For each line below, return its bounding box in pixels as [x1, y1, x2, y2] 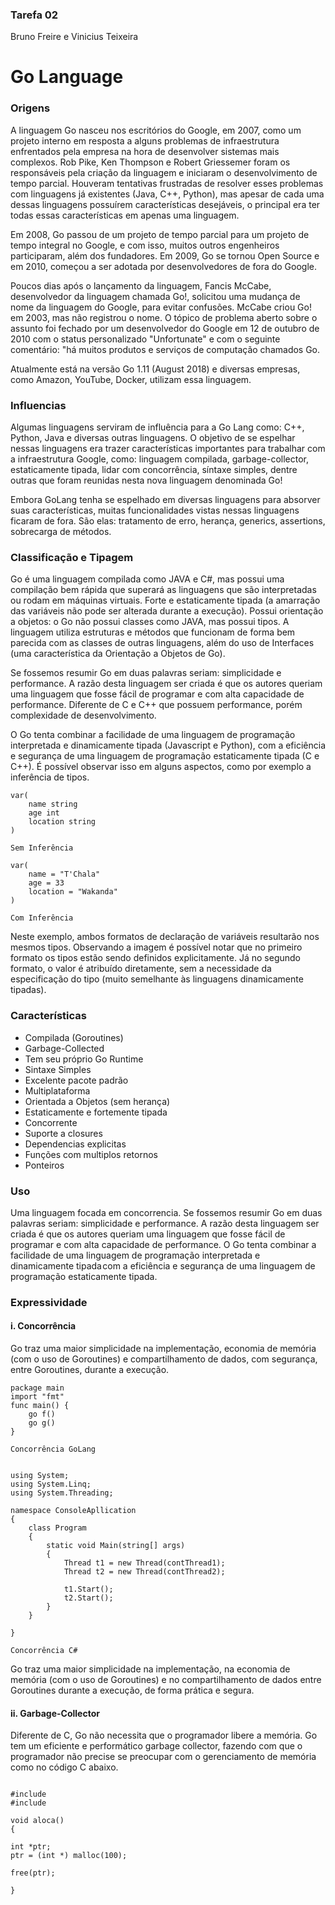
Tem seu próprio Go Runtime [24, 1053, 144, 1065]
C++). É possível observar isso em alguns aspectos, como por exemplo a [10, 761, 312, 773]
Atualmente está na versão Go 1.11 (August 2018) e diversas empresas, [10, 363, 301, 375]
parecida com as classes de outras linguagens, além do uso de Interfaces [10, 637, 315, 649]
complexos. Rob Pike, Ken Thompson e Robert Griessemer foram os [10, 156, 291, 168]
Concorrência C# [10, 1646, 78, 1656]
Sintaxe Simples [24, 1063, 92, 1075]
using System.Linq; [10, 1479, 92, 1490]
